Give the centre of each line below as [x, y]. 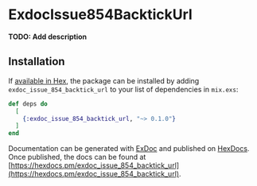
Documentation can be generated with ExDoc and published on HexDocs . [129, 149]
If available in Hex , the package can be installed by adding [104, 80]
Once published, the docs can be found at [77, 157]
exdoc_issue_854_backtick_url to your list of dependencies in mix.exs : [123, 89]
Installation [37, 62]
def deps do [28, 104]
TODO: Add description [48, 37]
